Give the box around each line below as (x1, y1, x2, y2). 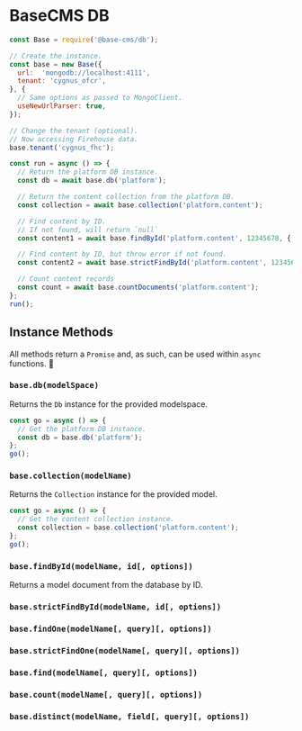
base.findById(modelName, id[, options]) (9, 561, 193, 572)
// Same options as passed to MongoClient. (17, 94, 182, 103)
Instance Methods (9, 325, 114, 340)
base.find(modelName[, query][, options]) (9, 667, 198, 678)
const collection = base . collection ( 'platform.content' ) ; (17, 523, 240, 532)
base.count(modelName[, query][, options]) (9, 690, 203, 699)
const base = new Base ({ (9, 59, 102, 68)
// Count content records (17, 275, 115, 284)
